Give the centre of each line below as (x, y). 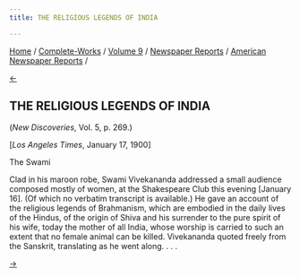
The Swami (30, 162)
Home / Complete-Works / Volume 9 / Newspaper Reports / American (138, 51)
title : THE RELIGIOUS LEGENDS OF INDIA (84, 17)
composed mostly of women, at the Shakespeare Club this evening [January (150, 189)
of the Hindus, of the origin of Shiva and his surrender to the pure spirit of (145, 218)
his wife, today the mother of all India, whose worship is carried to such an (146, 227)
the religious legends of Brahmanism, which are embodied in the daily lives (147, 208)
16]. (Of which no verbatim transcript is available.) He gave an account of (144, 199)
